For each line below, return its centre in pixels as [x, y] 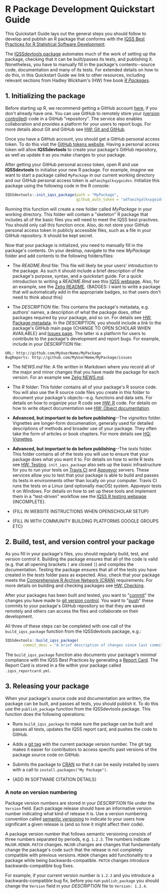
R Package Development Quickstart [80, 9]
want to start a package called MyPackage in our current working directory [80, 175]
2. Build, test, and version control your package [80, 542]
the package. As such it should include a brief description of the [78, 271]
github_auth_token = [98, 199]
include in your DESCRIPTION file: [47, 344]
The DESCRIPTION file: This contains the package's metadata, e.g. [81, 307]
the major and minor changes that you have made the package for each [85, 372]
